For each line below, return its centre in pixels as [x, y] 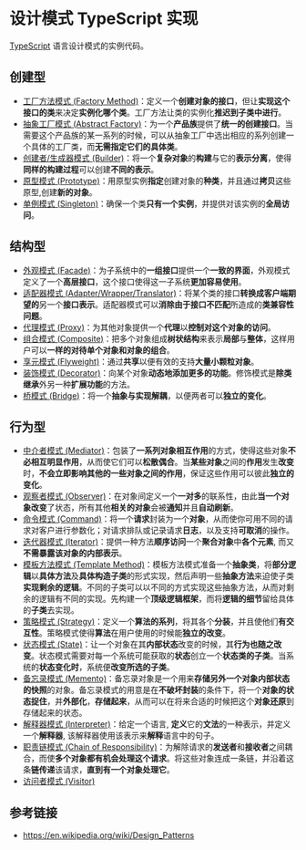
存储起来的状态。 [55, 713]
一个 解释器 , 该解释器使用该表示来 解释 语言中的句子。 [121, 736]
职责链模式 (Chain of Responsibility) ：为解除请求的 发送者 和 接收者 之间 [153, 747]
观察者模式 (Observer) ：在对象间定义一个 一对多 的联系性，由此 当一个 [152, 496]
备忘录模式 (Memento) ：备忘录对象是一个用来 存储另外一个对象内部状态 [156, 679]
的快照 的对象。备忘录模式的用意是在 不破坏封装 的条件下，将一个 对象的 [154, 690]
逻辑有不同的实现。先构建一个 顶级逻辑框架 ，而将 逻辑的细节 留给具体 [166, 599]
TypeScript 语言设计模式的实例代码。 [79, 46]
